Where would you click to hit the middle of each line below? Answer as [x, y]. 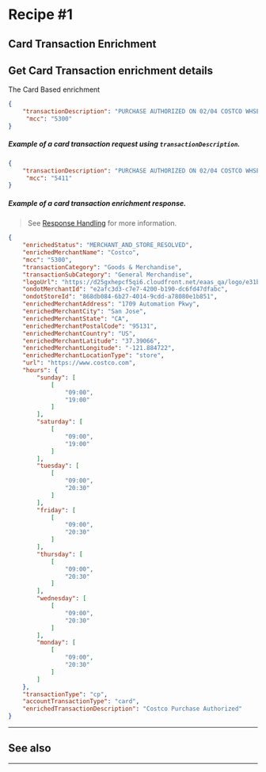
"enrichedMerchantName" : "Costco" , [81, 253]
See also [30, 749]
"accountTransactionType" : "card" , [81, 702]
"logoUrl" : [40, 282]
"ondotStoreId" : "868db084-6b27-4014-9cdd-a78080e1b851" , [120, 297]
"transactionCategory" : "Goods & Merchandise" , [102, 267]
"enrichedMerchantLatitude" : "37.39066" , [91, 341]
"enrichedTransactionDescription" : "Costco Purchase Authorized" [133, 709]
